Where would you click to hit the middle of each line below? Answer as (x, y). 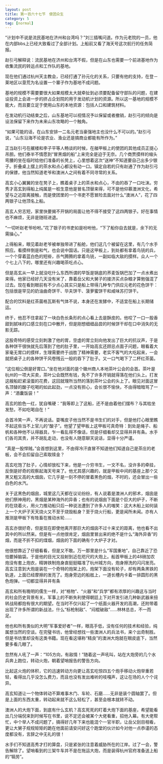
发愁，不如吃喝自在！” (27, 409)
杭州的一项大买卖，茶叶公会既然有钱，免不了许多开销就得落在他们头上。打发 (81, 375)
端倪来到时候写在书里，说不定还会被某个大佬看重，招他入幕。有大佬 (86, 716)
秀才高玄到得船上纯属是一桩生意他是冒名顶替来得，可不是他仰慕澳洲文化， (79, 189)
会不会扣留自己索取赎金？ (39, 455)
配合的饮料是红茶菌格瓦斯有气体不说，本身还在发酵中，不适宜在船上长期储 (79, 302)
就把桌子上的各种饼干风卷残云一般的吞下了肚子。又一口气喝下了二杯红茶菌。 (81, 358)
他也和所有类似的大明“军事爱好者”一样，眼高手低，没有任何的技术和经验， (79, 626)
